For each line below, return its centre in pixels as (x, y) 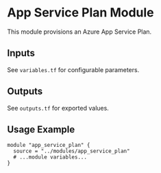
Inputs (21, 53)
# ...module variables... (50, 157)
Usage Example (41, 129)
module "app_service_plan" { (49, 146)
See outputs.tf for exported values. (58, 108)
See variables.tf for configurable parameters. (73, 69)
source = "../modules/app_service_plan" (72, 151)
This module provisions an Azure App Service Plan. (79, 32)
